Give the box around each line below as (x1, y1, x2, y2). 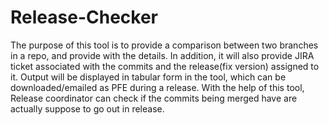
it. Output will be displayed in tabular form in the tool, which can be (10, 71, 287, 83)
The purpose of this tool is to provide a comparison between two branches (10, 39, 319, 51)
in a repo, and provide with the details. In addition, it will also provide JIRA (10, 49, 315, 61)
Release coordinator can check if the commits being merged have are (10, 92, 298, 104)
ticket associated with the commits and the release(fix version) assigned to (10, 60, 320, 72)
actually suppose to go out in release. (10, 102, 165, 115)
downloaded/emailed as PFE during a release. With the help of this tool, (10, 81, 305, 93)
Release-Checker (10, 6, 158, 29)
